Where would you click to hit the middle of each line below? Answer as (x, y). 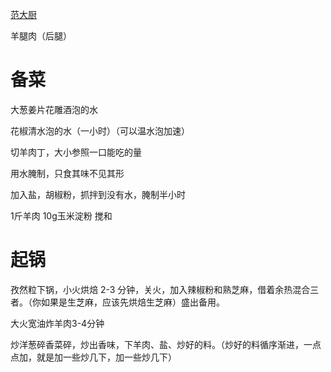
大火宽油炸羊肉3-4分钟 (57, 323)
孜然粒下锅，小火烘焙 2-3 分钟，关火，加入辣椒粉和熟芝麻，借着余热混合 (160, 289)
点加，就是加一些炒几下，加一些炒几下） (93, 357)
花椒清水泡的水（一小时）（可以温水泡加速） (100, 130)
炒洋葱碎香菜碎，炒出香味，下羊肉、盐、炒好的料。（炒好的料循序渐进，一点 (166, 344)
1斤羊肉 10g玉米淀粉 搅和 (61, 215)
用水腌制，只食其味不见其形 (67, 173)
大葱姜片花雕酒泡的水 (54, 109)
